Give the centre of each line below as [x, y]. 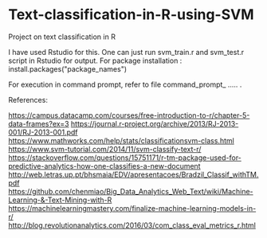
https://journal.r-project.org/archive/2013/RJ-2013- [155, 123]
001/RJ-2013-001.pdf [43, 132]
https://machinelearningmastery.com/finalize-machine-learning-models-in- [132, 208]
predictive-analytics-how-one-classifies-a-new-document [104, 166]
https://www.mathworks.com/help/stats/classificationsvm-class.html [122, 140]
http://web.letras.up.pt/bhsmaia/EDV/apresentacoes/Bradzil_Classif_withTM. [133, 174]
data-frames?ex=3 [39, 123]
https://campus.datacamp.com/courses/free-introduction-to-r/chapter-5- [129, 115]
